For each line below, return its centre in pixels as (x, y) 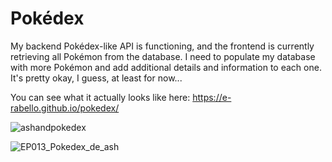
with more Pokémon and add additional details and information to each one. (166, 67)
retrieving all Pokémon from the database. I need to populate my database (163, 56)
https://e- (212, 97)
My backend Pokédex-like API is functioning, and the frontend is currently (162, 46)
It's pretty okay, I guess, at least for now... (96, 78)
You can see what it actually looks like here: (100, 97)
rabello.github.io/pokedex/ (65, 108)
